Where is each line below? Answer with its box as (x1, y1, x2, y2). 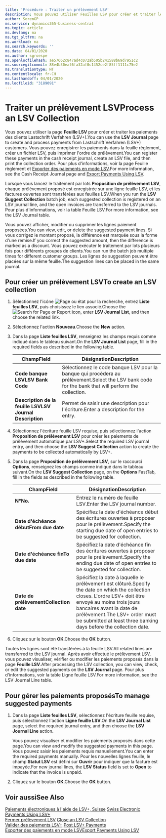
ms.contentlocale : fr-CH (5, 72, 56, 77)
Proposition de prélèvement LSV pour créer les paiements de (12, 433, 139, 439)
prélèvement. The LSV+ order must (76, 611, 157, 618)
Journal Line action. (12, 728, 54, 734)
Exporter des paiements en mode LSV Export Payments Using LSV (5, 827, 139, 833)
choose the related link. (12, 314, 60, 320)
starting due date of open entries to (76, 527, 159, 534)
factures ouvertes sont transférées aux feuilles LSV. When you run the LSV (5, 191, 157, 197)
